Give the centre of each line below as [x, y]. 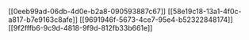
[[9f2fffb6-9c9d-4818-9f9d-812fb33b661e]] [80, 28]
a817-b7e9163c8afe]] [43, 20]
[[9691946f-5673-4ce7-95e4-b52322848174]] [156, 20]
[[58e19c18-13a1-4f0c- [205, 11]
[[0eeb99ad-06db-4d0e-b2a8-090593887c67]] [87, 11]
